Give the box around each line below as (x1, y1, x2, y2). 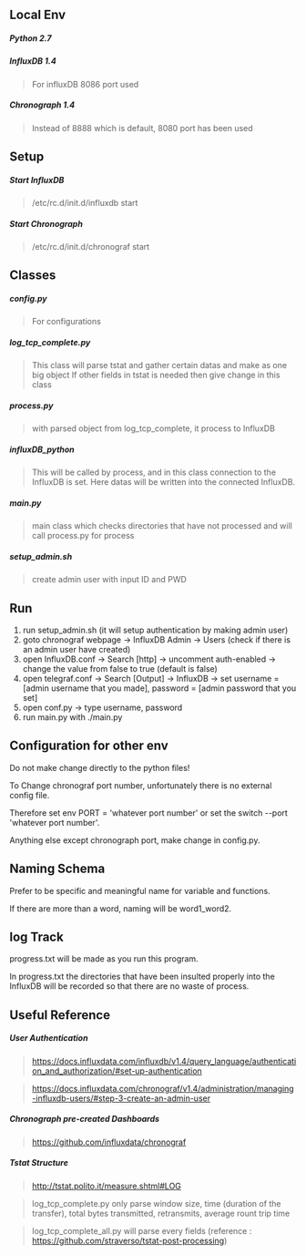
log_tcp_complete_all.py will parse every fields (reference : (31, 1225, 252, 1236)
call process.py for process (31, 530, 135, 541)
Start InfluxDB (9, 174, 65, 185)
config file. (9, 789, 50, 800)
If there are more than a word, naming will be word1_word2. (9, 902, 232, 914)
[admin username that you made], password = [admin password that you (22, 683, 297, 694)
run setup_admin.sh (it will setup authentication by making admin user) (22, 624, 289, 636)
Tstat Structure (9, 1157, 68, 1168)
